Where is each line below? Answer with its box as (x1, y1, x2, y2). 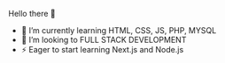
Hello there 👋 (8, 9, 57, 18)
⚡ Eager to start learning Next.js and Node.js (20, 45, 184, 54)
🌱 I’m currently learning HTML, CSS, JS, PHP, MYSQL (20, 25, 217, 35)
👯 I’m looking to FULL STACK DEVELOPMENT (20, 35, 187, 45)
